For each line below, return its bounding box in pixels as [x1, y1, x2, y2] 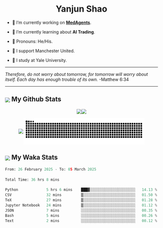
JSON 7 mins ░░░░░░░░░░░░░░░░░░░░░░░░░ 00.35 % [5, 208, 158, 213]
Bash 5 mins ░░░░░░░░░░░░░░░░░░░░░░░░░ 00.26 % [5, 213, 158, 218]
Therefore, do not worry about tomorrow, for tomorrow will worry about [5, 71, 148, 77]
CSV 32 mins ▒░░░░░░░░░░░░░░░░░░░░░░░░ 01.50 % [5, 192, 158, 198]
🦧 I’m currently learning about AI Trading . [12, 29, 96, 35]
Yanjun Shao [55, 3, 108, 15]
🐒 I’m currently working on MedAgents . [12, 19, 92, 25]
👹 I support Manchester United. [12, 48, 75, 54]
